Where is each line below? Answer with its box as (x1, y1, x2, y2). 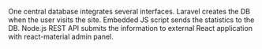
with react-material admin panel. (8, 32, 114, 41)
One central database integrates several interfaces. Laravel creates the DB (8, 7, 251, 16)
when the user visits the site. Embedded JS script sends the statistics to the (8, 15, 255, 24)
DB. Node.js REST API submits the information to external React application (8, 24, 253, 32)
